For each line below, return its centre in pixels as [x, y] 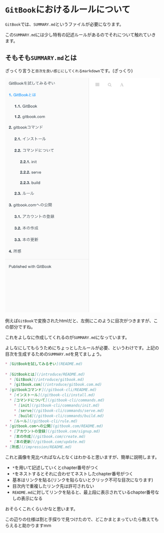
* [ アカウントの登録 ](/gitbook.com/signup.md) [55, 432]
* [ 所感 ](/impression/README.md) [39, 447]
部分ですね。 [22, 327]
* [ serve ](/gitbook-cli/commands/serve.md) [59, 411]
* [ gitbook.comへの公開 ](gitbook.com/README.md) [54, 426]
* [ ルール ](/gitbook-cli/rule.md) [44, 421]
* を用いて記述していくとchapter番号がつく [55, 467]
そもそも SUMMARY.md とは [41, 58]
